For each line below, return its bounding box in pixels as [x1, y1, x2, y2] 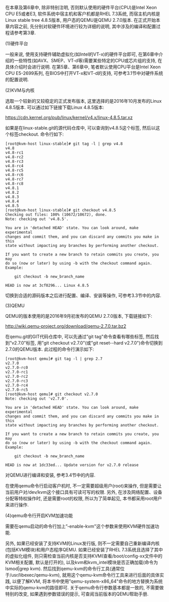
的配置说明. [5, 76, 29, 82]
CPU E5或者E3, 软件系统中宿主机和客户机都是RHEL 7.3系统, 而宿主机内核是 [5, 11, 160, 17]
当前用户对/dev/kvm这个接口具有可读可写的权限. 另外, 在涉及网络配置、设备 [5, 489, 162, 495]
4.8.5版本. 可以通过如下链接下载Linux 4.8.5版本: [5, 104, 104, 110]
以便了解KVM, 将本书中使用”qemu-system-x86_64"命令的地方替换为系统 [12, 578, 163, 584]
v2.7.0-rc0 [5, 365, 28, 370]
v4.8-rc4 [5, 163, 24, 168]
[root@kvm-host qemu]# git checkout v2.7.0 [5, 392, 98, 397]
